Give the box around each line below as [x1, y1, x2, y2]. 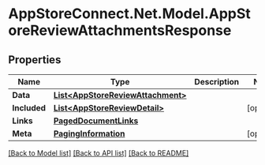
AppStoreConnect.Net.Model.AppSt [8, 5, 251, 23]
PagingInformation [53, 128, 125, 139]
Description [194, 77, 240, 87]
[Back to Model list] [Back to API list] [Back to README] [8, 148, 189, 158]
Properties [8, 53, 62, 66]
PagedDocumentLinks [53, 115, 139, 126]
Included [12, 103, 46, 113]
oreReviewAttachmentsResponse [8, 21, 232, 39]
